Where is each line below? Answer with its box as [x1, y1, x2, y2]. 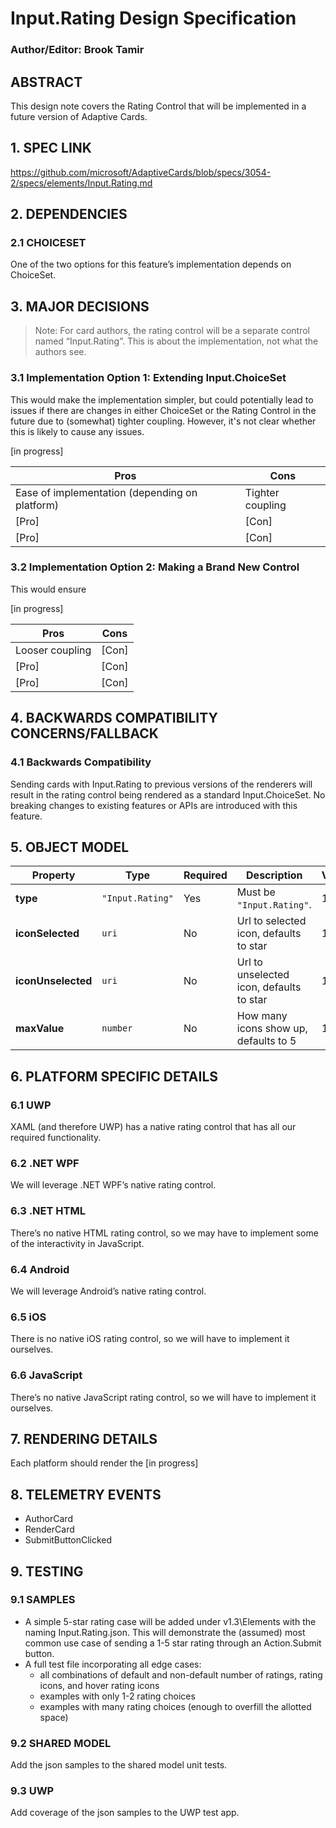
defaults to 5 [236, 1034, 297, 1048]
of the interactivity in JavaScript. [10, 1237, 145, 1249]
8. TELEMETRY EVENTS [10, 1486, 162, 1503]
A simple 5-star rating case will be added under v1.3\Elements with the [24, 1615, 317, 1627]
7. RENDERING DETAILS [10, 1430, 158, 1447]
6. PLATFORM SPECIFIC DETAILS [10, 1068, 219, 1085]
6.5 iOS [10, 1310, 47, 1324]
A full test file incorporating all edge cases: [24, 1658, 202, 1670]
